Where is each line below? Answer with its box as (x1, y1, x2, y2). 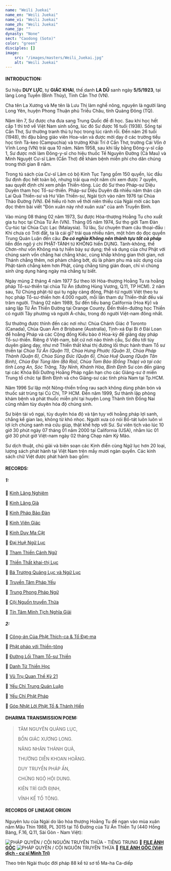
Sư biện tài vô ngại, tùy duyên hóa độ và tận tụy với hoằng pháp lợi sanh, (5, 411, 158, 417)
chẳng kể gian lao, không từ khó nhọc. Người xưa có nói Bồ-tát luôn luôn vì (5, 417, 162, 423)
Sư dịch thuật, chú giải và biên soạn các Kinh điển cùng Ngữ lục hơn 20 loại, (5, 443, 166, 449)
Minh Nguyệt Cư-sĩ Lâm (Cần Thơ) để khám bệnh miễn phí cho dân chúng (5, 156, 161, 162)
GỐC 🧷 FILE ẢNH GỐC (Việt (5, 845, 163, 851)
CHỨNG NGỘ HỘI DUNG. (17, 776, 71, 782)
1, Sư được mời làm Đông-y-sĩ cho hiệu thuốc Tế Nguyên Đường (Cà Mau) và (5, 150, 166, 157)
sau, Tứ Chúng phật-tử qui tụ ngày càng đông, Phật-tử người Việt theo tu (5, 289, 158, 295)
